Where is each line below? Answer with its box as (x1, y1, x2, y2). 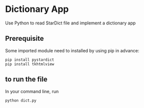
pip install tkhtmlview (5, 61, 55, 67)
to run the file (5, 75, 48, 84)
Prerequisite (5, 34, 44, 43)
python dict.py (5, 98, 37, 103)
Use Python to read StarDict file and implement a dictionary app (5, 20, 136, 26)
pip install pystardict (5, 57, 55, 62)
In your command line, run (5, 88, 59, 94)
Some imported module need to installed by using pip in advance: (5, 47, 140, 53)
